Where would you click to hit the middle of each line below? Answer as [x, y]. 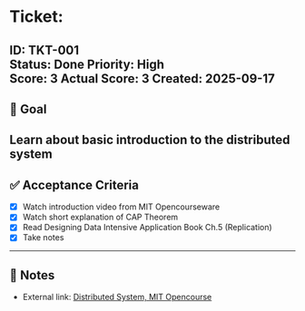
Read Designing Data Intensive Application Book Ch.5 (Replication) [147, 228]
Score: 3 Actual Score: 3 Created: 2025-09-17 [142, 78]
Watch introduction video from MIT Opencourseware [121, 207]
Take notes [43, 238]
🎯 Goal [28, 109]
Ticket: [36, 17]
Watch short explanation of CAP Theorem [100, 217]
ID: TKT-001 [44, 50]
